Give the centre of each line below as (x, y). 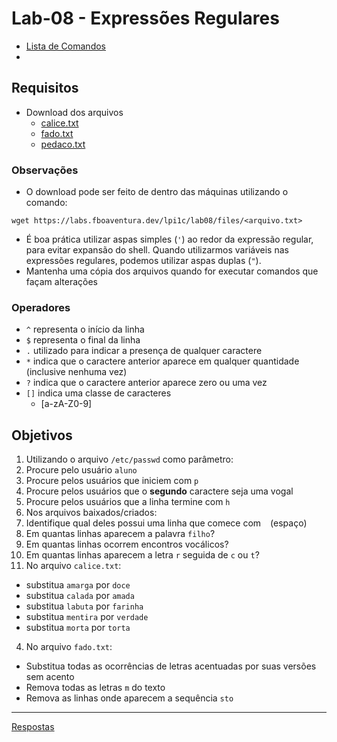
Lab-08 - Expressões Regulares (145, 18)
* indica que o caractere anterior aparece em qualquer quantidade (162, 361)
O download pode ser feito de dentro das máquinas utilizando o (157, 192)
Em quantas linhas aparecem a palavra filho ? (120, 534)
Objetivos (42, 435)
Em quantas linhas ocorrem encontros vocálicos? (127, 544)
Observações (45, 170)
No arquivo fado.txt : (69, 647)
